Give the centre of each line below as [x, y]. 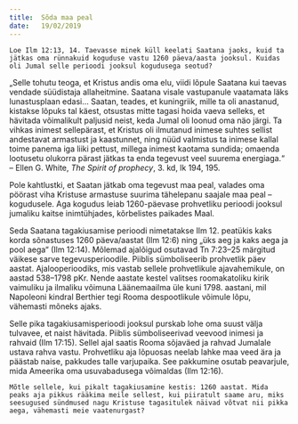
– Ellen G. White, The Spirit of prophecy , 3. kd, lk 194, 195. [115, 167]
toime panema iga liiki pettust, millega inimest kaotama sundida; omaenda [145, 149]
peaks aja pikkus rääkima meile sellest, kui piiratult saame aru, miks [147, 395]
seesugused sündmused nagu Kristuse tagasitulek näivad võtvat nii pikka [149, 403]
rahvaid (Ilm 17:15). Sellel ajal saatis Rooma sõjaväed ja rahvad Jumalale [140, 342]
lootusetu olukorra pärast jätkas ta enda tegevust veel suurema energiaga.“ [147, 158]
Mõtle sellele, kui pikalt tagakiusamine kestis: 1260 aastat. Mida [139, 387]
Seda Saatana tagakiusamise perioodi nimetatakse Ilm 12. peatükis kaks [141, 230]
